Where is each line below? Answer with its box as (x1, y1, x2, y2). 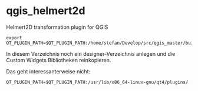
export (6, 35, 22, 41)
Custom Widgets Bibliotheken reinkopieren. (6, 56, 111, 63)
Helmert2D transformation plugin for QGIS (6, 23, 108, 31)
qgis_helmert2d (6, 4, 85, 18)
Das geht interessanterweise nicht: (6, 68, 91, 75)
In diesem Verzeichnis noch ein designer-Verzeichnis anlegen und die (6, 50, 176, 57)
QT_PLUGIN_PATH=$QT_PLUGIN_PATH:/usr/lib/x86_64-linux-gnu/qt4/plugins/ (6, 79, 189, 85)
